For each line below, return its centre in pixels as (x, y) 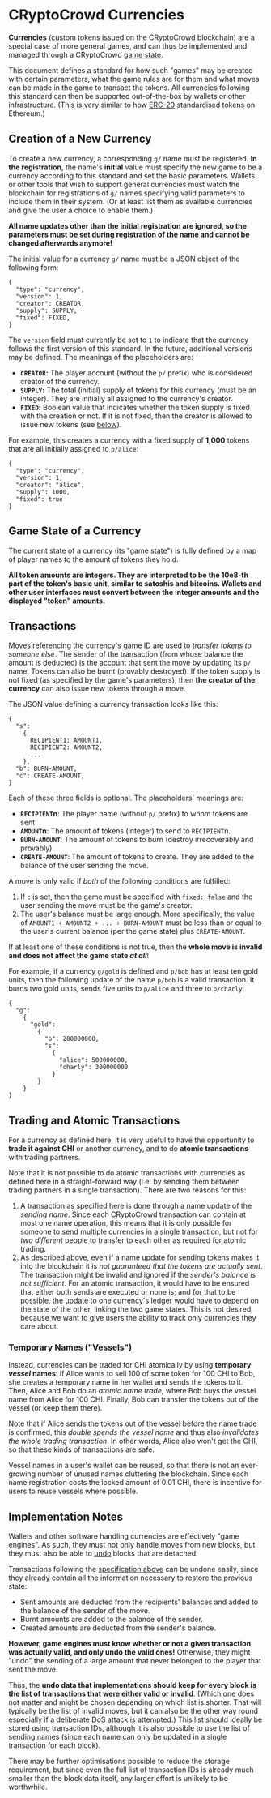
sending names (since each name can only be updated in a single (118, 1737)
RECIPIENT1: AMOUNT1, (66, 741)
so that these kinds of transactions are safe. (82, 1449)
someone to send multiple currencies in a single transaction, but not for (139, 1232)
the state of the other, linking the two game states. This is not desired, (136, 1309)
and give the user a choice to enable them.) (81, 210)
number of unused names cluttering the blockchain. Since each (143, 1474)
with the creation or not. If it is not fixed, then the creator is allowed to (136, 416)
